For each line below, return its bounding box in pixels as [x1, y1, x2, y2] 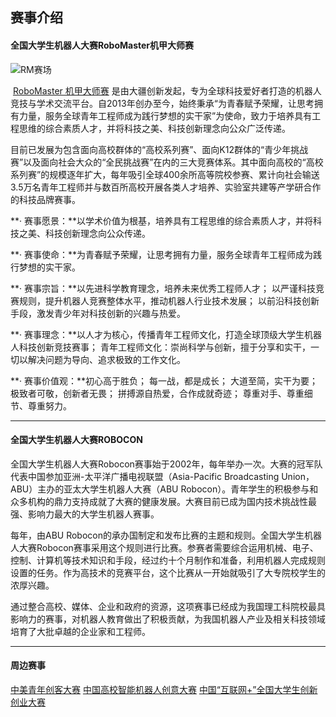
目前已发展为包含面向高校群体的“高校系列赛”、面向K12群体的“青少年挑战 [10, 143, 309, 155]
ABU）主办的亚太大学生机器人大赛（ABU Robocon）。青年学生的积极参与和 [10, 483, 319, 495]
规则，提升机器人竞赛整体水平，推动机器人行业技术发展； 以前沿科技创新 [18, 294, 320, 307]
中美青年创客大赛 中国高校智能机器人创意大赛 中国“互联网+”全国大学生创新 [10, 684, 318, 695]
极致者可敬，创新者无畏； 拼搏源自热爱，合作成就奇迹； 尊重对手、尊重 [10, 387, 305, 399]
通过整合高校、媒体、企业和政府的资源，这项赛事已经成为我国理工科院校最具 [10, 600, 326, 612]
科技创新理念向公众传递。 [44, 227, 151, 239]
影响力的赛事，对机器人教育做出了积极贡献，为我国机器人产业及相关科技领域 [10, 613, 326, 625]
